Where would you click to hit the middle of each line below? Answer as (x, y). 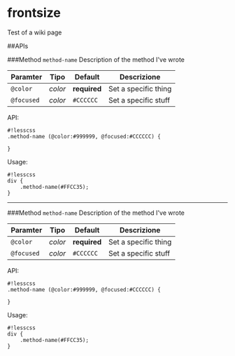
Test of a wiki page (35, 32)
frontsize (34, 13)
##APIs (18, 46)
